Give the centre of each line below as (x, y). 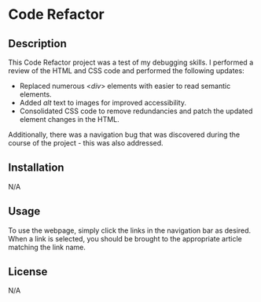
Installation (36, 168)
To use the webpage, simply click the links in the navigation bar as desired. (130, 230)
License (28, 272)
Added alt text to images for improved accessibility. (103, 103)
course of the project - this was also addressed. (86, 143)
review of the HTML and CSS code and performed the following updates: (127, 71)
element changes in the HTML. (69, 119)
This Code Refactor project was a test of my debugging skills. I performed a (131, 62)
